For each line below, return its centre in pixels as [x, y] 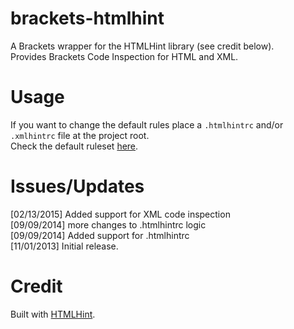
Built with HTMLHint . [53, 314]
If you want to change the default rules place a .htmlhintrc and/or [147, 124]
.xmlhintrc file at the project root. [80, 135]
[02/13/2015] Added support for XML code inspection [120, 214]
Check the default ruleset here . [74, 146]
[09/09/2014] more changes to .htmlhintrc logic [108, 224]
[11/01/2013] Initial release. [64, 246]
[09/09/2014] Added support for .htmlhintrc [100, 235]
